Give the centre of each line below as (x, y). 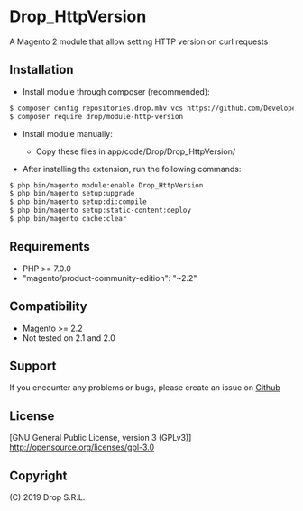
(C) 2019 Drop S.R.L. (47, 497)
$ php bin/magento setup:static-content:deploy (101, 210)
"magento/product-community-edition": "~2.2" (110, 278)
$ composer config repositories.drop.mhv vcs (96, 108)
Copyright (38, 475)
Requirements (50, 246)
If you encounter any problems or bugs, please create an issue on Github (145, 388)
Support (33, 365)
